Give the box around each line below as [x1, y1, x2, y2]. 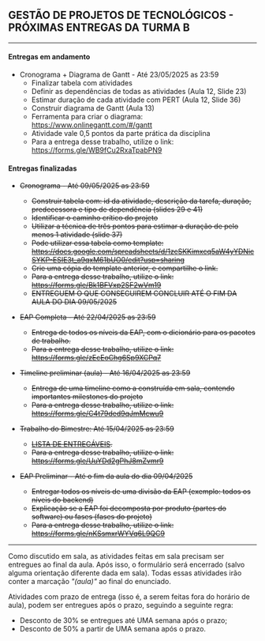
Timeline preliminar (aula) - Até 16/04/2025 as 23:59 [19, 368, 191, 378]
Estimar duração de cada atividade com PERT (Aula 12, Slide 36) [31, 95, 241, 104]
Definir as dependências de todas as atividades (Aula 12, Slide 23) [31, 87, 247, 96]
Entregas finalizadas [8, 164, 77, 173]
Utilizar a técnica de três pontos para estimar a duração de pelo [31, 221, 239, 231]
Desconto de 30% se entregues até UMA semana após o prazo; [19, 616, 227, 625]
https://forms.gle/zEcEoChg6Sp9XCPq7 [31, 353, 162, 363]
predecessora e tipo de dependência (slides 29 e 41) [31, 205, 203, 214]
